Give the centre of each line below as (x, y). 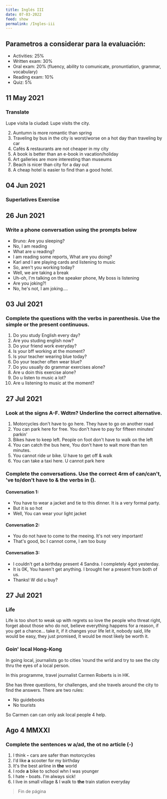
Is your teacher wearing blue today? (50, 356)
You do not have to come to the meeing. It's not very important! (78, 536)
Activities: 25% (28, 56)
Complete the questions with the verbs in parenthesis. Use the (83, 319)
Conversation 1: (22, 492)
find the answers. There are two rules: (45, 690)
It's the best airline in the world (45, 766)
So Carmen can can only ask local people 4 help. (56, 715)
